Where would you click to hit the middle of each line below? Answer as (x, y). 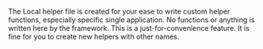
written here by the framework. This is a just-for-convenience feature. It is (129, 28)
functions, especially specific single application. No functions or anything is (131, 20)
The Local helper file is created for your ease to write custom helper (119, 11)
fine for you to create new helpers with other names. (94, 36)
